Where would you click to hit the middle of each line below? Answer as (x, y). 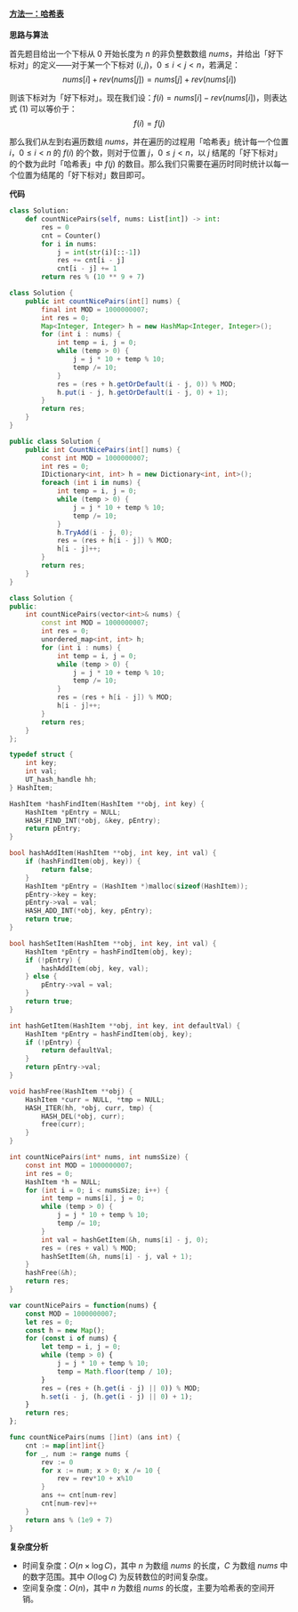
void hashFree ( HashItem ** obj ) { (71, 1091)
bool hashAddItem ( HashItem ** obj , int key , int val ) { (113, 853)
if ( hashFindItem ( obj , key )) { (83, 862)
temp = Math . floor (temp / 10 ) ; (115, 1371)
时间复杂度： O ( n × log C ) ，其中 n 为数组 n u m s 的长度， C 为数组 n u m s (150, 1565)
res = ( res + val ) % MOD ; (89, 1248)
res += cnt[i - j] (91, 261)
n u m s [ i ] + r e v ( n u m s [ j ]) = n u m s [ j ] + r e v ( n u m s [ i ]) (149, 79)
